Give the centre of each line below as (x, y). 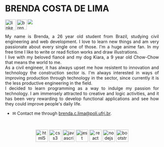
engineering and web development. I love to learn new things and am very (82, 42)
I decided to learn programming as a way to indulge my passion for (82, 88)
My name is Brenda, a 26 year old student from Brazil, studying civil (82, 36)
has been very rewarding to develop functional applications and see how (82, 99)
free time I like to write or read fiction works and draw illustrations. (72, 52)
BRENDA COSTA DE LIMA (57, 9)
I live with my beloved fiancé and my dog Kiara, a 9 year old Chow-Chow (82, 57)
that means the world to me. (33, 62)
